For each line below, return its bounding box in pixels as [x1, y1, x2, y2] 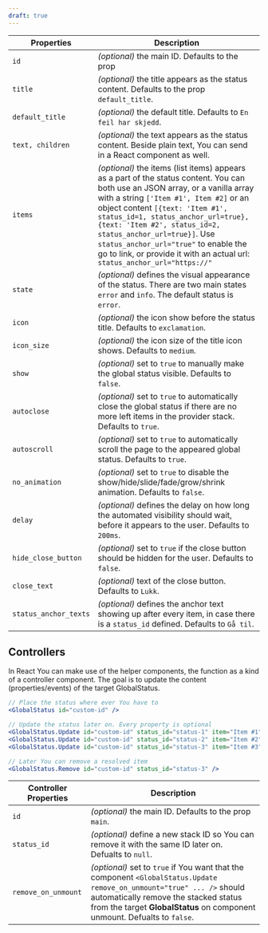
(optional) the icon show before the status [97, 312, 255, 323]
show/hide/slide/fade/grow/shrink [97, 476, 226, 488]
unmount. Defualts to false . [90, 911, 194, 923]
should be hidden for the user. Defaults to [97, 552, 254, 563]
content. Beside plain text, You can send [97, 139, 249, 150]
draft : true [8, 11, 48, 20]
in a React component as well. [97, 149, 210, 160]
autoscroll [12, 445, 53, 453]
